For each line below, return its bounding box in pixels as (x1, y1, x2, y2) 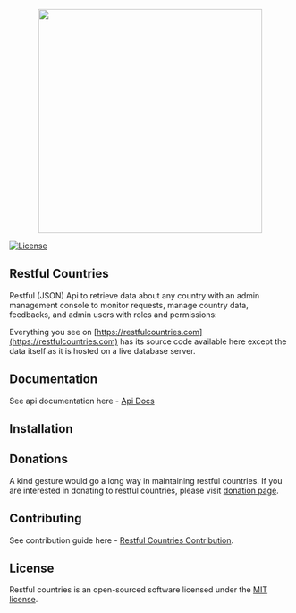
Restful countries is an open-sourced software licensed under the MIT (9, 584, 268, 595)
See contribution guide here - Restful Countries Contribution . (9, 534, 234, 546)
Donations (9, 452, 69, 467)
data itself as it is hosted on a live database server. (9, 345, 196, 356)
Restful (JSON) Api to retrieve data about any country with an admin (9, 289, 260, 300)
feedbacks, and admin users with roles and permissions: (9, 309, 217, 320)
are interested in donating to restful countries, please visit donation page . (9, 485, 279, 496)
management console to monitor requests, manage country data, (9, 299, 249, 310)
